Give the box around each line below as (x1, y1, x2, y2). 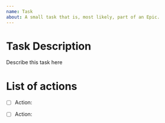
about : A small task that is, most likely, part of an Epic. (6, 14, 160, 20)
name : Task (6, 8, 33, 15)
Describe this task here (6, 59, 63, 66)
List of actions (6, 79, 77, 93)
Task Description (6, 39, 92, 53)
